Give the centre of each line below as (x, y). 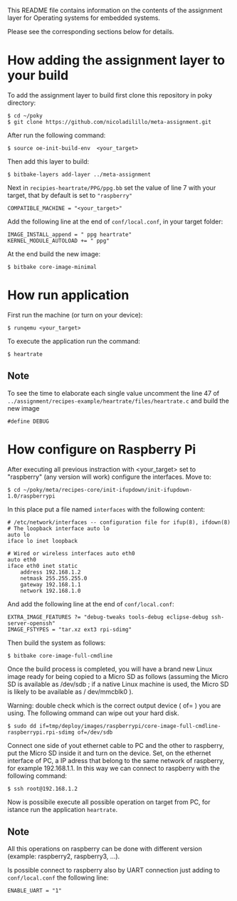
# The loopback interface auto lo (59, 528)
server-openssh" (31, 623)
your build (38, 76)
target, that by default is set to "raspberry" (70, 195)
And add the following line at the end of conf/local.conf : (91, 604)
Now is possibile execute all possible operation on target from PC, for (109, 802)
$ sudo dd (22, 726)
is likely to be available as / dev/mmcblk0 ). (70, 691)
